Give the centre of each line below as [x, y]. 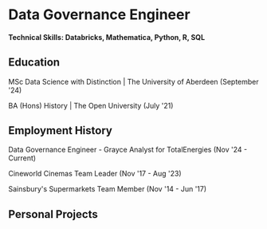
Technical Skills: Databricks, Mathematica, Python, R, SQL [107, 37]
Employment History [61, 130]
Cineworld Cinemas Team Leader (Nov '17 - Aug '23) [95, 174]
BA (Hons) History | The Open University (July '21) [91, 105]
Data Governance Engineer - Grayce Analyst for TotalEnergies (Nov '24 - [128, 150]
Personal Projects [53, 214]
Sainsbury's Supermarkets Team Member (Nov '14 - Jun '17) [108, 189]
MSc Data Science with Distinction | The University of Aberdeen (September [133, 81]
